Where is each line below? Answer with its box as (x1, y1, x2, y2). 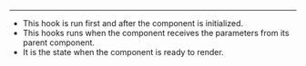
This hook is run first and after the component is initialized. (22, 18, 244, 28)
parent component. (22, 37, 96, 48)
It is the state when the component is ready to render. (22, 47, 225, 57)
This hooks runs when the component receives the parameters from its (22, 28, 290, 38)
